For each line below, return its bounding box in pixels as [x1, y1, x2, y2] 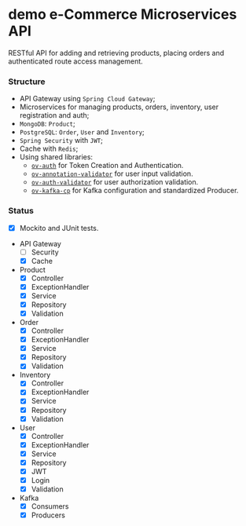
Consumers [31, 502, 69, 511]
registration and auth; [19, 111, 90, 120]
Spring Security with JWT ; [19, 136, 104, 145]
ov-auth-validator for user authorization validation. [31, 177, 199, 187]
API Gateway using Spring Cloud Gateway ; [19, 94, 156, 104]
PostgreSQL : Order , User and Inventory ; [19, 127, 145, 137]
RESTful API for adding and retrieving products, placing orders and [8, 48, 225, 57]
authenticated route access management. [8, 57, 143, 66]
